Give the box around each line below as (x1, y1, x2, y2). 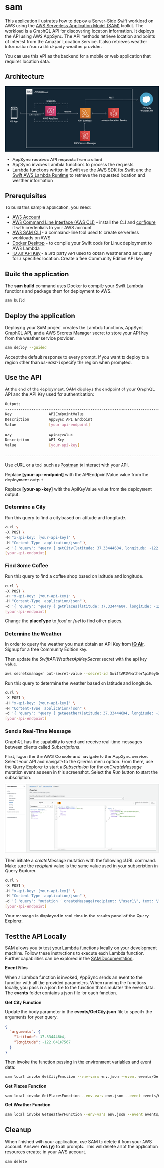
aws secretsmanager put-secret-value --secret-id (5, 671, 108, 676)
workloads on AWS (12, 235, 51, 241)
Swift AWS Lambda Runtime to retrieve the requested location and (12, 172, 145, 178)
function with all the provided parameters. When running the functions (5, 980, 146, 985)
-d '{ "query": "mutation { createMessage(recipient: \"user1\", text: (5, 898, 154, 904)
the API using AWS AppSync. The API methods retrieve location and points (5, 33, 155, 39)
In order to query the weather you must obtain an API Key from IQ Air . (5, 641, 145, 647)
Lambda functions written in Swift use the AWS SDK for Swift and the (12, 167, 151, 173)
